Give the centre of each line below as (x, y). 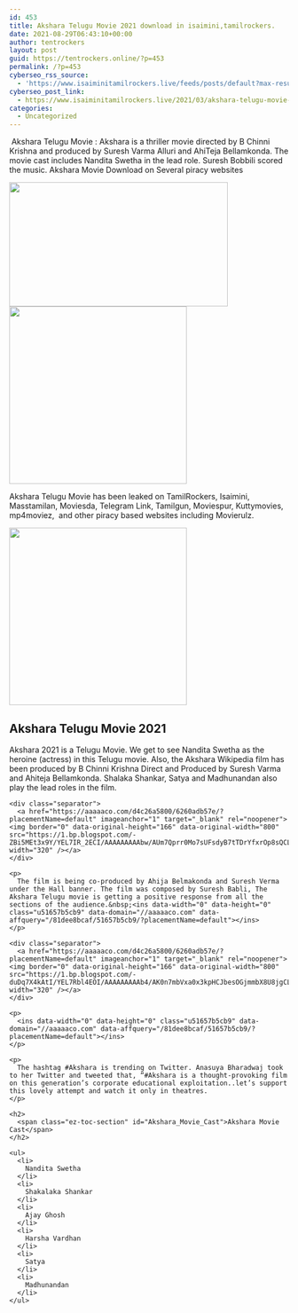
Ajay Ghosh (45, 1215)
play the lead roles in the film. (63, 787)
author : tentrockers (47, 42)
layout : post (33, 51)
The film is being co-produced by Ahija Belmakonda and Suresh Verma (148, 881)
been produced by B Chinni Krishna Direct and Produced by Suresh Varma (145, 768)
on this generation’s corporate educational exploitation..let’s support (149, 1083)
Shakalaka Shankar (59, 1191)
